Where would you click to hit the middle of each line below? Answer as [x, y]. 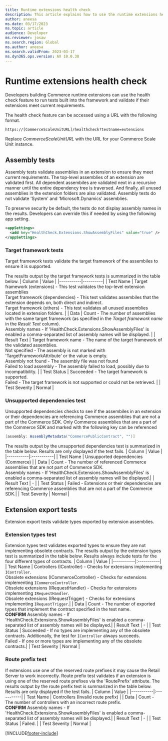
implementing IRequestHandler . [37, 593]
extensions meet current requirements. [45, 105]
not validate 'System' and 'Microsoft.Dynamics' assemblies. [67, 198]
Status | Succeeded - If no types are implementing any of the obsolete [78, 630]
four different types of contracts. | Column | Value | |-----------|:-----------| [83, 561]
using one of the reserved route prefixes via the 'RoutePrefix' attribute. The [82, 681]
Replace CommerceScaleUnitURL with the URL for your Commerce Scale [80, 139]
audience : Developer [27, 33]
